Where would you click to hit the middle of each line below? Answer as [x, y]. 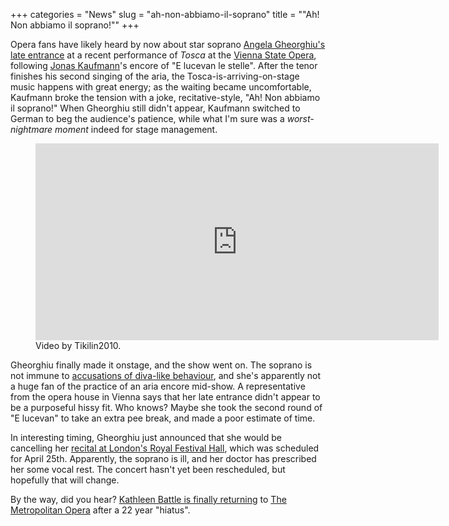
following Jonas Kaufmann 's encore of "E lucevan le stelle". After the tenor [164, 65]
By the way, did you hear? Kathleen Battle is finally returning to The [148, 499]
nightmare [31, 129]
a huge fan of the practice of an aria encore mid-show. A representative [158, 386]
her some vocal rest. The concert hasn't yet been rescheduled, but [148, 469]
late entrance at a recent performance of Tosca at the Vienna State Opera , [163, 55]
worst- [300, 118]
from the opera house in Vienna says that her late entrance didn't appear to [165, 397]
